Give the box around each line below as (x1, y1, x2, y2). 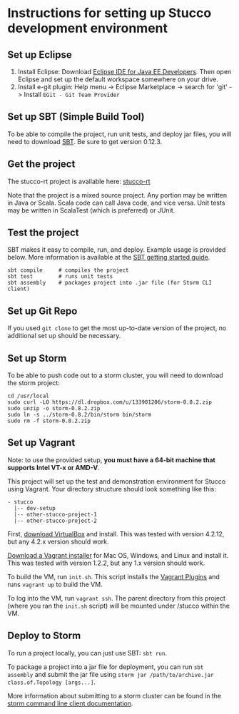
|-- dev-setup (14, 504, 56, 511)
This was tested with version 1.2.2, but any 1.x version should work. (7, 559, 205, 567)
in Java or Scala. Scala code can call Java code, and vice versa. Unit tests (7, 198, 225, 207)
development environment (7, 20, 168, 36)
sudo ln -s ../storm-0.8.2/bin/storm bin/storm (7, 412, 152, 419)
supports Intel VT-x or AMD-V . (7, 463, 100, 471)
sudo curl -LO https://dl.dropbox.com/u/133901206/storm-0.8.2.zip (7, 399, 213, 406)
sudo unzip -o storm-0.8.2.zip (7, 405, 101, 412)
